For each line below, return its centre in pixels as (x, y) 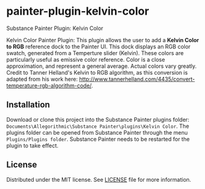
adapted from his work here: (42, 79)
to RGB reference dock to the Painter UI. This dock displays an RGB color (99, 46)
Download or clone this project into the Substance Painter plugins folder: (98, 119)
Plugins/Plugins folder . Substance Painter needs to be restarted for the (98, 139)
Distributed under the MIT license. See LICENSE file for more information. (99, 179)
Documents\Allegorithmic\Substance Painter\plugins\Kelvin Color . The (98, 126)
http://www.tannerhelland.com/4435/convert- (137, 79)
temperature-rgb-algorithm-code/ (49, 85)
